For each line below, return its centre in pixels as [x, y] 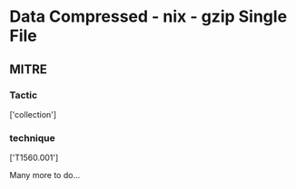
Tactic [24, 95]
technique [33, 137]
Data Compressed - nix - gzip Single [148, 17]
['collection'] [33, 114]
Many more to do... [45, 175]
